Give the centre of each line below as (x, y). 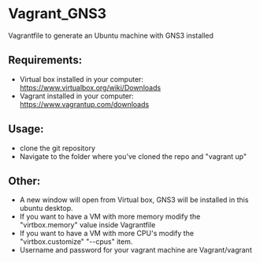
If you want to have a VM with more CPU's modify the (107, 234)
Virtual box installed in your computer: (82, 79)
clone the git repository (58, 148)
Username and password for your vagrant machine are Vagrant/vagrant (136, 250)
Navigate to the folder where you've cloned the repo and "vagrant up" (133, 156)
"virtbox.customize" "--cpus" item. (76, 242)
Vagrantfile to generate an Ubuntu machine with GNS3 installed (111, 35)
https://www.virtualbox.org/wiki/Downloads (90, 87)
